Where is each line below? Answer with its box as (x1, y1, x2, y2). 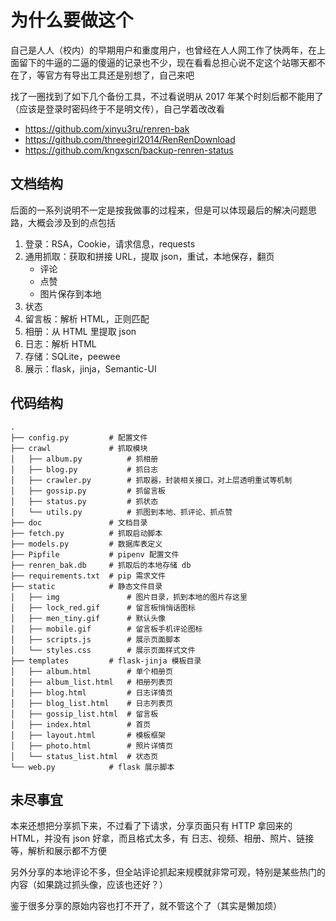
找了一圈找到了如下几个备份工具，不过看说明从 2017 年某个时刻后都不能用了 (10, 90, 324, 102)
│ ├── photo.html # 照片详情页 (10, 741, 173, 751)
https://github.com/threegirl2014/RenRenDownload (24, 133, 236, 145)
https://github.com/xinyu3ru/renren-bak (24, 122, 190, 135)
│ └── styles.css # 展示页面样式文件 (10, 645, 196, 655)
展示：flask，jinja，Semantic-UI (24, 362, 157, 375)
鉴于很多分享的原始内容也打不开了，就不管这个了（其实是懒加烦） (10, 900, 282, 912)
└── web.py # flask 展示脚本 (10, 762, 175, 772)
